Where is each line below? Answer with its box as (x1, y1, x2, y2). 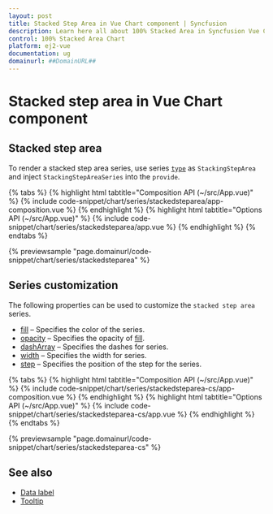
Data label (19, 487, 54, 497)
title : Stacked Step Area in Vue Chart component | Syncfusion (8, 19, 227, 28)
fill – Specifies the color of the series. (19, 324, 145, 334)
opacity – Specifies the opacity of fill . (19, 333, 145, 343)
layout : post (8, 11, 53, 20)
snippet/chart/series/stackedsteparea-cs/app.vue (8, 409, 176, 419)
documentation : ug (8, 50, 71, 58)
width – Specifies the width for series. (19, 350, 148, 360)
